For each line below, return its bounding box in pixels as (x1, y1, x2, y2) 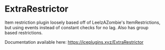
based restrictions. (4, 30, 43, 35)
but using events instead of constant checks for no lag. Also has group (4, 24, 149, 30)
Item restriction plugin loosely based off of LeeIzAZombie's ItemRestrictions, (4, 19, 161, 25)
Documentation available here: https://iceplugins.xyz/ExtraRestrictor (4, 39, 144, 45)
